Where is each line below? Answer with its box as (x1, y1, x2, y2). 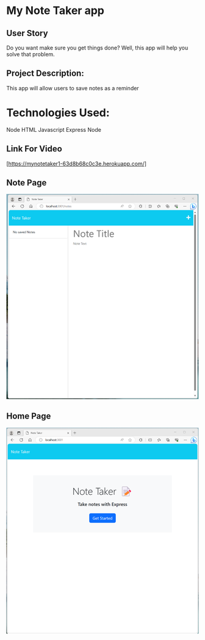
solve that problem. (6, 51, 55, 58)
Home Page (6, 411, 51, 422)
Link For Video (6, 144, 62, 154)
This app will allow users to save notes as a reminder (6, 84, 139, 92)
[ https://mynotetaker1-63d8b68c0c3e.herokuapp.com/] (6, 160, 147, 167)
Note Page (6, 178, 47, 188)
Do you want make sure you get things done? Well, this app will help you (6, 44, 189, 51)
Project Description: (6, 68, 84, 79)
